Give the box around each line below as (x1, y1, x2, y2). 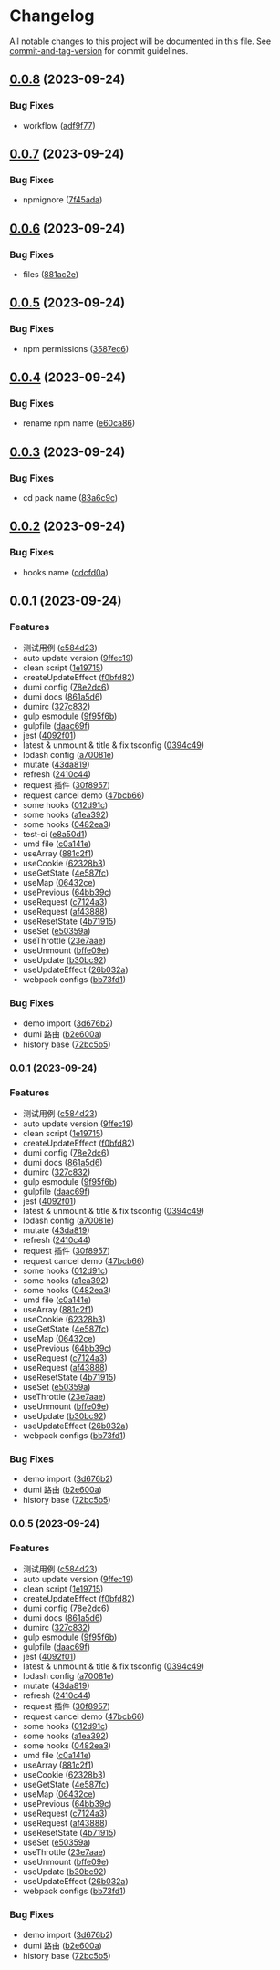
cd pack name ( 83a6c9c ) (22, 493, 119, 503)
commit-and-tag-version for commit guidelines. (9, 45, 189, 56)
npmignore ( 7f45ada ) (22, 194, 103, 205)
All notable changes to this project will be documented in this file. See (9, 36, 272, 47)
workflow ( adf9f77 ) (22, 119, 96, 130)
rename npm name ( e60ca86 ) (22, 418, 136, 429)
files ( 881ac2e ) (22, 269, 79, 279)
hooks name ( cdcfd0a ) (22, 566, 109, 577)
